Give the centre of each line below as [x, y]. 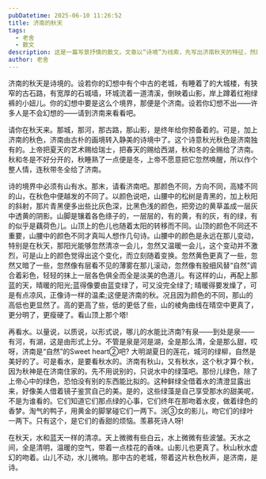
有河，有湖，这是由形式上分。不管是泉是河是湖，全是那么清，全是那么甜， [129, 341]
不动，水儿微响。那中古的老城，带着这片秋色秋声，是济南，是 [157, 457]
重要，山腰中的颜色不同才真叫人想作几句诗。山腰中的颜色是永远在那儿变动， [133, 235]
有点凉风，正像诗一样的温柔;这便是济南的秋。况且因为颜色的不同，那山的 [134, 295]
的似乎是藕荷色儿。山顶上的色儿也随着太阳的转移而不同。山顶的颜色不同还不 [133, 226]
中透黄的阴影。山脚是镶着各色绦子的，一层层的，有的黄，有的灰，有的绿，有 [133, 215]
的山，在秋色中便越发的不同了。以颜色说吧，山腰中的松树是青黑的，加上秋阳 [133, 196]
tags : [17, 30]
